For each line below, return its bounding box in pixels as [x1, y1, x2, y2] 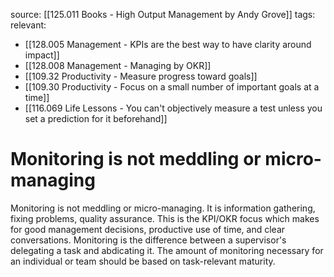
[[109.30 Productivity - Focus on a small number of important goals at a [24, 81, 320, 93]
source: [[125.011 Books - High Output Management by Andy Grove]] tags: [10, 9, 316, 20]
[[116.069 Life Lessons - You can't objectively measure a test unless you [24, 102, 323, 114]
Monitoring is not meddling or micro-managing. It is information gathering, [10, 202, 316, 214]
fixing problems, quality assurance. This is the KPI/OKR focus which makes [10, 212, 320, 224]
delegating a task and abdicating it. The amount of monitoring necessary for [10, 244, 324, 256]
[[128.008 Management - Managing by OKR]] [24, 60, 212, 71]
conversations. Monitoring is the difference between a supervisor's [10, 234, 287, 246]
